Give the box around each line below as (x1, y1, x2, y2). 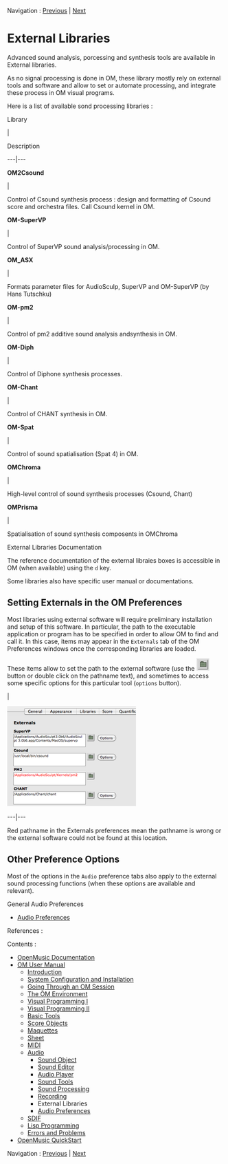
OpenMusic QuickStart (16, 1136, 82, 1144)
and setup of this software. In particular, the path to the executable (7, 623, 196, 631)
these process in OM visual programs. (7, 88, 115, 96)
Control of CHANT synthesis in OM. (7, 409, 108, 418)
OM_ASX (7, 255, 34, 264)
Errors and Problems (27, 1128, 86, 1136)
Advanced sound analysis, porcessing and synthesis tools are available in (7, 53, 216, 61)
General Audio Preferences (7, 900, 84, 908)
